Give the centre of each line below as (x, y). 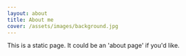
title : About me (30, 20)
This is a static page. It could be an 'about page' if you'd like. (94, 46)
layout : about (28, 13)
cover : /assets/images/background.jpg (63, 26)
